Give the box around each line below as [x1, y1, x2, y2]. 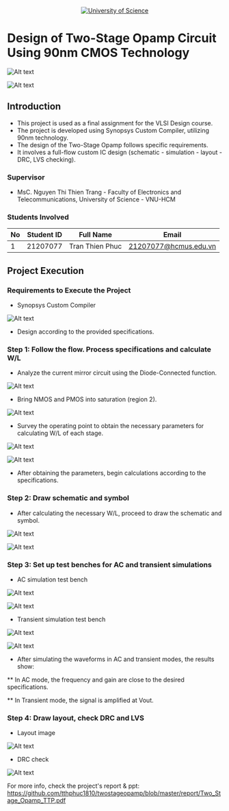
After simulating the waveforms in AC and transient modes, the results [16, 655, 215, 663]
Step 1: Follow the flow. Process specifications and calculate [7, 345, 212, 354]
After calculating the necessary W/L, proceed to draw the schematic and [16, 509, 222, 517]
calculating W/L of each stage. [16, 429, 104, 438]
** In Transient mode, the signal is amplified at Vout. [7, 696, 154, 704]
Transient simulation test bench [16, 615, 106, 623]
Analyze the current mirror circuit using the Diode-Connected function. [16, 369, 217, 377]
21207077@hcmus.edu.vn [129, 242, 217, 251]
